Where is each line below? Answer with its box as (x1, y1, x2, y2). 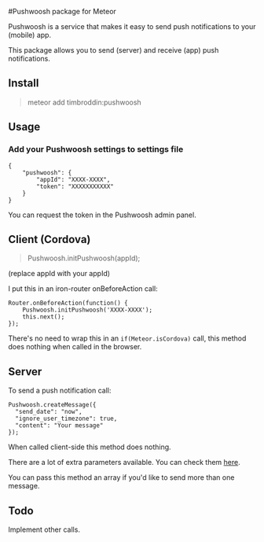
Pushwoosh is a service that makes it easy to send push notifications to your (8, 22, 256, 31)
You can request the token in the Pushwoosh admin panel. (8, 210, 196, 219)
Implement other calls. (8, 525, 81, 534)
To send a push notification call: (8, 385, 112, 396)
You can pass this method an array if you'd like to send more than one (8, 473, 235, 482)
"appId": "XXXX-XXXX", (36, 175, 111, 183)
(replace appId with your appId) (8, 269, 111, 278)
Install (8, 76, 39, 90)
